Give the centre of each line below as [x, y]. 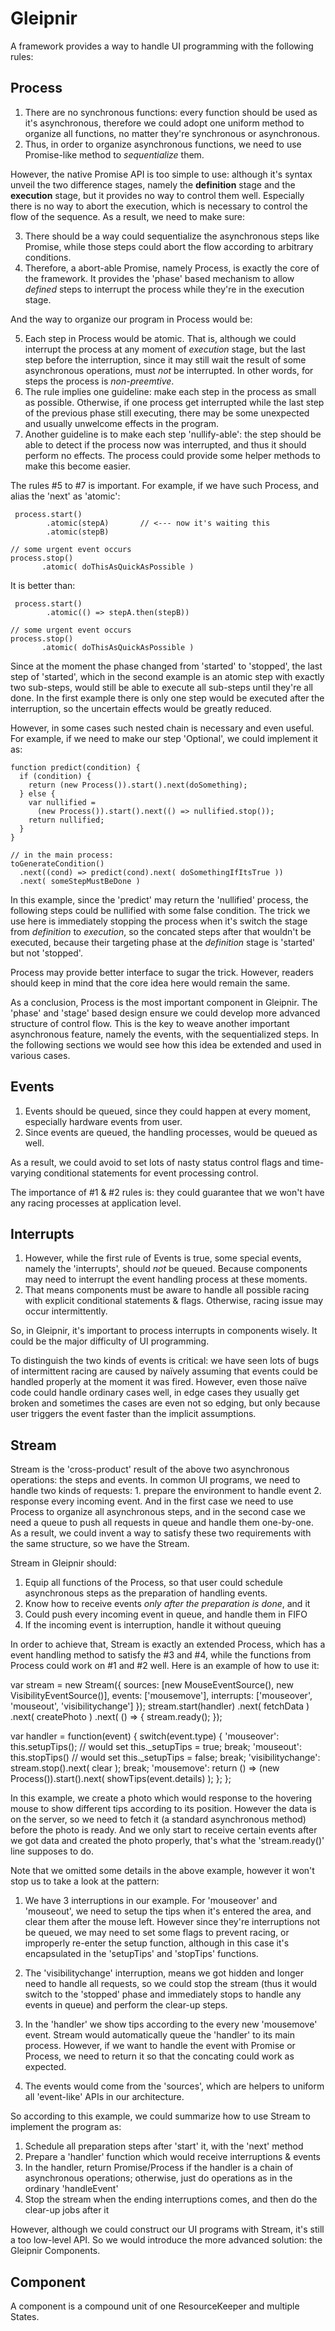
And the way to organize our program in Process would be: [131, 319]
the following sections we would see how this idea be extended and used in [166, 1044]
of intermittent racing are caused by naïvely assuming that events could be [164, 1371]
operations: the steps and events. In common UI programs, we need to [155, 1480]
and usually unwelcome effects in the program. [122, 423]
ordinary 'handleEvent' [71, 2189]
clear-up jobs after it [67, 2210]
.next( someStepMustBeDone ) [80, 881]
